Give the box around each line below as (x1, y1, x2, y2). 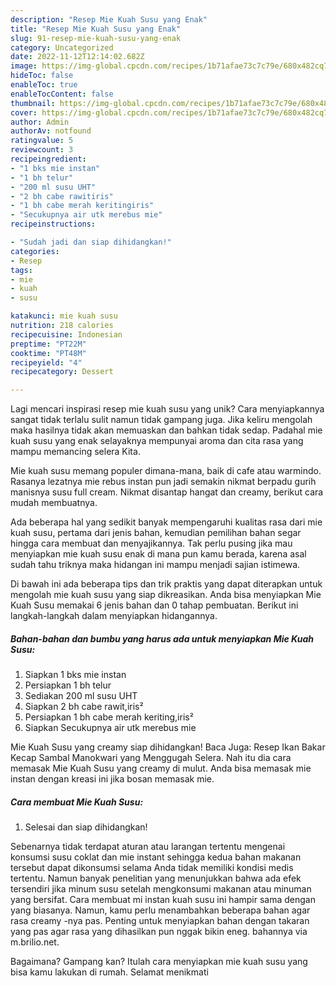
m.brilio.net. (10, 936, 60, 948)
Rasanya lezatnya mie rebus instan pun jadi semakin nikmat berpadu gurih (10, 476, 317, 488)
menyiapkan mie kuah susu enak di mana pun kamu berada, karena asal (10, 548, 307, 560)
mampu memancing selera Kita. (10, 446, 141, 458)
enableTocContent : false (10, 89, 114, 99)
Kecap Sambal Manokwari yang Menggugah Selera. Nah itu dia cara (10, 752, 292, 764)
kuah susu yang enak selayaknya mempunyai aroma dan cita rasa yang (10, 435, 304, 447)
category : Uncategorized (10, 42, 114, 53)
